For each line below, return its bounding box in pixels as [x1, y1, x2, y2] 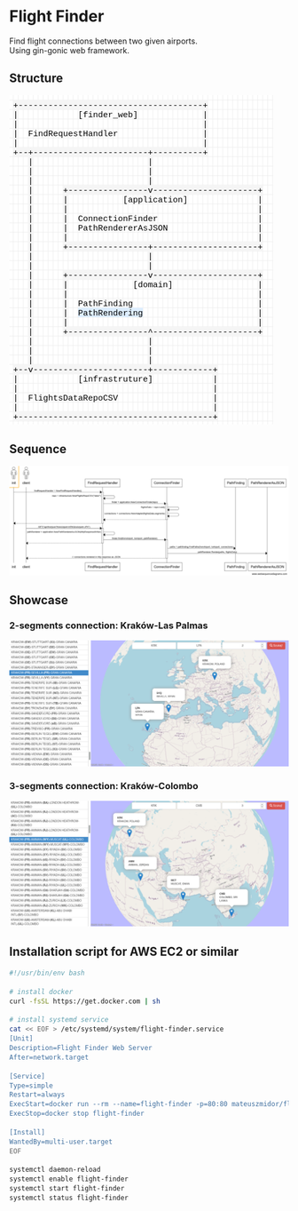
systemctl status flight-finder [9, 1193, 129, 1203]
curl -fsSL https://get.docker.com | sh [9, 997, 161, 1006]
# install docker [9, 987, 74, 996]
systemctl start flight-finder [9, 1184, 125, 1193]
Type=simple [9, 1081, 53, 1090]
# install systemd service [9, 1016, 109, 1024]
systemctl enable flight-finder [9, 1175, 129, 1183]
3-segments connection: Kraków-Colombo [9, 780, 199, 793]
